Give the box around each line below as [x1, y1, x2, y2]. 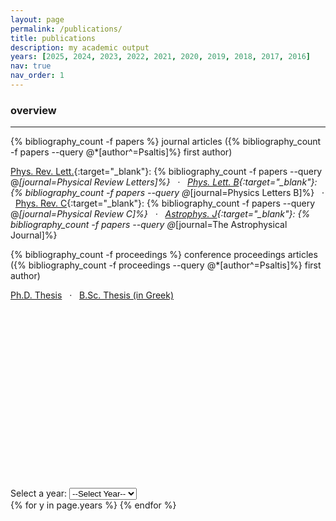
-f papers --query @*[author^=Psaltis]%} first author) [10, 146, 233, 158]
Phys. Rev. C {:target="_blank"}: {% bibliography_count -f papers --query [14, 197, 316, 210]
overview [10, 103, 57, 117]
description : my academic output [10, 42, 150, 53]
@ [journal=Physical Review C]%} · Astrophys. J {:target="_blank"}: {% [10, 208, 311, 220]
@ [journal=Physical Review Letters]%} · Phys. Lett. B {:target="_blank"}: [10, 176, 318, 188]
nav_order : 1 [10, 71, 65, 81]
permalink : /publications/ [10, 24, 123, 34]
